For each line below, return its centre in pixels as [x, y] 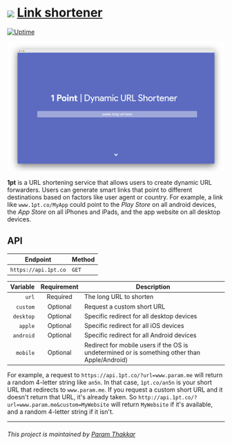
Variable [22, 287]
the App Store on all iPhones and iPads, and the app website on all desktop [114, 212]
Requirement [59, 287]
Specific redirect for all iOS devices [134, 326]
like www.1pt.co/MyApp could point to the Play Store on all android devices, [112, 204]
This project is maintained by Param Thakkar [71, 434]
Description [153, 287]
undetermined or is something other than [142, 352]
